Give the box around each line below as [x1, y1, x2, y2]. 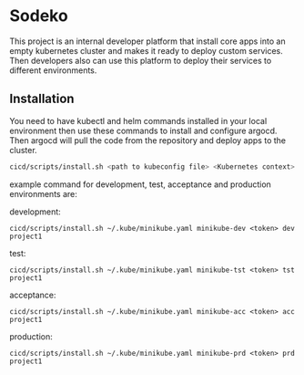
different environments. [9, 65, 97, 76]
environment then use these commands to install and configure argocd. [9, 125, 278, 136]
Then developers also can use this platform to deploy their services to [9, 55, 272, 66]
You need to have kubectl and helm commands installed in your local [9, 115, 268, 126]
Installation [9, 91, 75, 107]
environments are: [9, 188, 77, 199]
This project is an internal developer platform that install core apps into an [9, 36, 286, 47]
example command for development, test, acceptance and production [9, 179, 271, 190]
